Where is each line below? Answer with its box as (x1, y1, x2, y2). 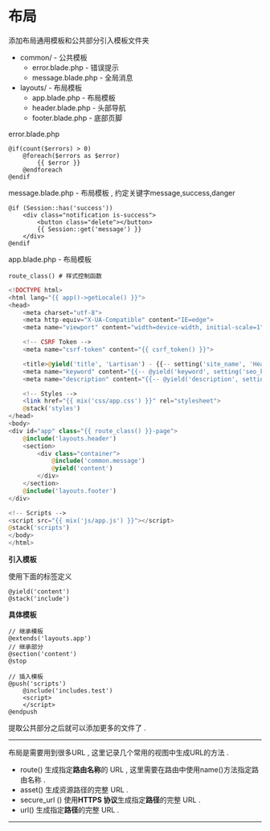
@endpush (8, 708, 38, 717)
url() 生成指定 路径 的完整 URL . (19, 805, 120, 815)
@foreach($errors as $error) (22, 151, 121, 159)
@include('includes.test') (22, 687, 113, 695)
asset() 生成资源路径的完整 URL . (19, 785, 129, 795)
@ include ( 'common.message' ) (51, 457, 146, 465)
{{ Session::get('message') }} (37, 225, 142, 234)
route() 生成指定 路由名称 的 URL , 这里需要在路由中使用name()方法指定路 (19, 765, 260, 775)
